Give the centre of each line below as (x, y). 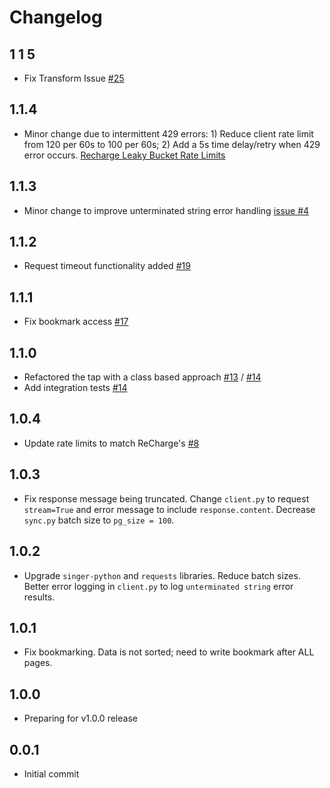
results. (39, 597)
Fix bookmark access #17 (76, 322)
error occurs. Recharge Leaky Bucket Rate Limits (124, 155)
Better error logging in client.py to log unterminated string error (158, 586)
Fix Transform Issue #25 (74, 78)
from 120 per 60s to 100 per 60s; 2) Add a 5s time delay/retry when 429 (172, 144)
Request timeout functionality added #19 (107, 266)
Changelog (56, 17)
